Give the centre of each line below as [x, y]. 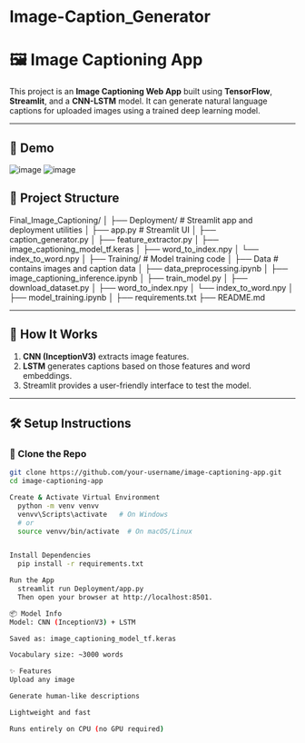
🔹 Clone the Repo [48, 453]
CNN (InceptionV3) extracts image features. [106, 356]
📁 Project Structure [64, 198]
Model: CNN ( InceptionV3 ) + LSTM [73, 622]
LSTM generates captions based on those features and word [137, 366]
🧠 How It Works [54, 335]
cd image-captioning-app [56, 481]
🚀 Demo [32, 148]
